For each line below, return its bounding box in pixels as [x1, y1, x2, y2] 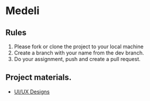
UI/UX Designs [13, 88, 50, 95]
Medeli [5, 4, 40, 18]
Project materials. [5, 72, 72, 83]
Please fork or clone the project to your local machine [13, 43, 144, 50]
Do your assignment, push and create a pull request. [13, 56, 141, 62]
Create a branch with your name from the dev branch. [13, 49, 144, 56]
